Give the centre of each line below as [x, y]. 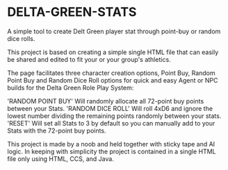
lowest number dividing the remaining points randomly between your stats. [114, 116]
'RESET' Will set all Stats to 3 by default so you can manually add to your [111, 123]
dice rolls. [21, 38]
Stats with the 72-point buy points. [57, 130]
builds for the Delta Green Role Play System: [71, 87]
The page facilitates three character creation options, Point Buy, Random [111, 73]
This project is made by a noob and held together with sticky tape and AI [111, 144]
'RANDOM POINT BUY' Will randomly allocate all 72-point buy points [106, 101]
